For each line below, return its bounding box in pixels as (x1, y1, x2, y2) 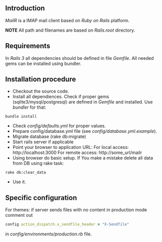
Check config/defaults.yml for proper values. (12, 123, 106, 129)
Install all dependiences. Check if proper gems (12, 94, 109, 100)
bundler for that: (12, 104, 46, 110)
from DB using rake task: (12, 160, 64, 167)
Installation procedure (5, 75, 76, 84)
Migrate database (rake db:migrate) (12, 133, 87, 140)
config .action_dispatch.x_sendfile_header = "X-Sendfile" (5, 222, 129, 227)
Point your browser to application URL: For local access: (12, 144, 129, 150)
